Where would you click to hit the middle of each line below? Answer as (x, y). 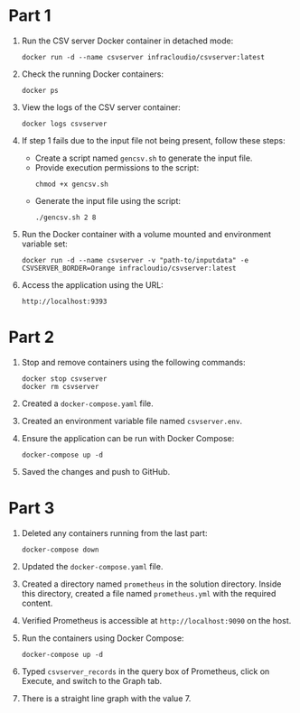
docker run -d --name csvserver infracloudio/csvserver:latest (143, 57)
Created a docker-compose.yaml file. (88, 403)
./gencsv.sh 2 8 (66, 218)
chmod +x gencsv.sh (72, 184)
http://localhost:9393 (64, 301)
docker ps (40, 90)
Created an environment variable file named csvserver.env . (132, 421)
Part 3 (32, 509)
